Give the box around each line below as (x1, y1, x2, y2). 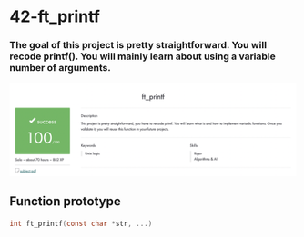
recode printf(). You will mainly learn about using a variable (9, 50, 276, 63)
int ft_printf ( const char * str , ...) (9, 219, 153, 228)
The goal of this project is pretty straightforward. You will (9, 39, 267, 52)
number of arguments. (9, 62, 111, 74)
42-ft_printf (9, 6, 100, 27)
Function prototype (9, 193, 121, 210)
